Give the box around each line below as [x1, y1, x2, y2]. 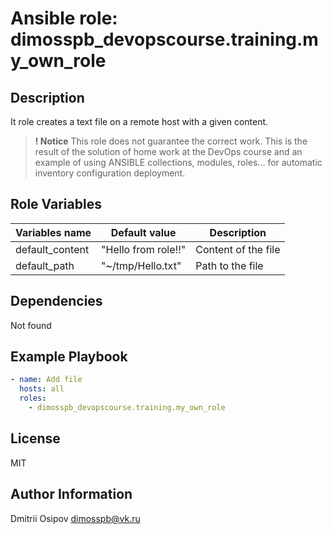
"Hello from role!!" [101, 242, 187, 256]
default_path [15, 258, 75, 272]
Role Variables [10, 196, 102, 213]
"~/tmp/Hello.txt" [101, 258, 182, 272]
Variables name [15, 225, 92, 239]
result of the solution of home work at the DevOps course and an [34, 146, 303, 157]
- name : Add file [10, 375, 83, 385]
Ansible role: [10, 7, 118, 30]
